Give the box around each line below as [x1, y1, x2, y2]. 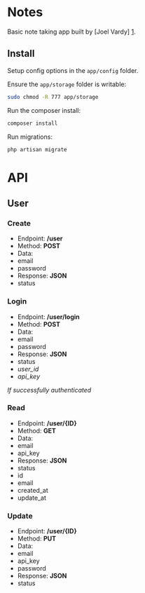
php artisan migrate [7, 146, 68, 153]
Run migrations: [7, 132, 53, 141]
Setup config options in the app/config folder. [7, 66, 139, 74]
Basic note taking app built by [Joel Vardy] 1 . [7, 27, 136, 36]
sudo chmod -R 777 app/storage [7, 93, 99, 100]
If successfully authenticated [7, 386, 92, 394]
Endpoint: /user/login [17, 313, 81, 321]
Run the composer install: [7, 106, 81, 114]
